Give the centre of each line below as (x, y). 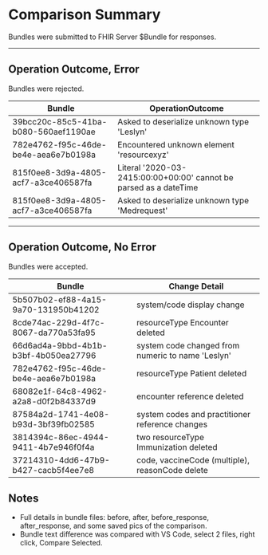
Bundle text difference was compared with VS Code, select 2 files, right (137, 534)
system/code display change (191, 305)
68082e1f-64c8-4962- (60, 391)
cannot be (214, 177)
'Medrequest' (143, 211)
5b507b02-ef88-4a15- (60, 299)
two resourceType (171, 437)
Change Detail (196, 286)
